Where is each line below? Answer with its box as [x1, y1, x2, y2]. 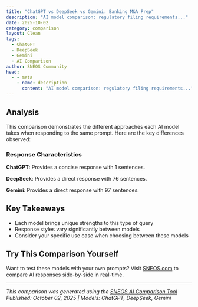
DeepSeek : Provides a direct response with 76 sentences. [6, 175, 147, 182]
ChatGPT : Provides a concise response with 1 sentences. [6, 164, 146, 171]
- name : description [16, 80, 67, 86]
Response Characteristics [6, 150, 82, 158]
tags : [6, 36, 19, 42]
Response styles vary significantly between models [14, 226, 140, 233]
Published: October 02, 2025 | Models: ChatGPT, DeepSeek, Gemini [6, 294, 171, 301]
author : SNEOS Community [6, 63, 67, 70]
